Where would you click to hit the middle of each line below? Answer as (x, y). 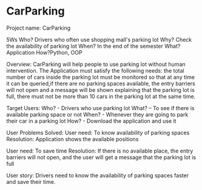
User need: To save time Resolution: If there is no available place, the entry (100, 151)
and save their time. (31, 182)
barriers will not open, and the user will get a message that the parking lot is (101, 157)
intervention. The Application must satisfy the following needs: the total (95, 70)
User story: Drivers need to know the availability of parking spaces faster (98, 175)
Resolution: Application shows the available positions (72, 139)
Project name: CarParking (39, 28)
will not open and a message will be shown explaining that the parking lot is (101, 90)
